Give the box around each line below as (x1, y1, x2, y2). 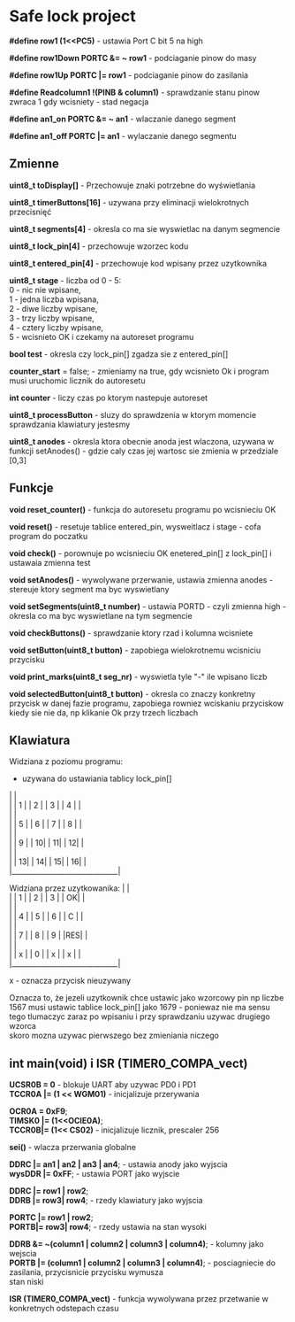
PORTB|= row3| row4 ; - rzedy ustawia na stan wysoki (9, 1222, 208, 1233)
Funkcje (9, 481, 55, 496)
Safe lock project (9, 6, 137, 27)
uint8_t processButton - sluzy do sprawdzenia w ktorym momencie (9, 409, 257, 420)
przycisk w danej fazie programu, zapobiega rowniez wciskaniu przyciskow (9, 698, 284, 708)
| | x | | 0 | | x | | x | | (9, 949, 81, 960)
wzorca (9, 1021, 37, 1032)
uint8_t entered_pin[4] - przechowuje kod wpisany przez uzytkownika (9, 258, 268, 268)
